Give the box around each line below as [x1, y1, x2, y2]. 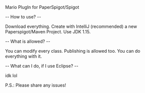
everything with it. [5, 53, 42, 59]
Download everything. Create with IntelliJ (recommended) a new [5, 23, 138, 29]
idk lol [5, 73, 17, 79]
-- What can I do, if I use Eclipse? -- [5, 63, 78, 69]
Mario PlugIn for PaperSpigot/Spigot [5, 4, 79, 10]
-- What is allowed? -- [5, 38, 51, 44]
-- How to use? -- [5, 14, 41, 19]
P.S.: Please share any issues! [5, 82, 66, 88]
